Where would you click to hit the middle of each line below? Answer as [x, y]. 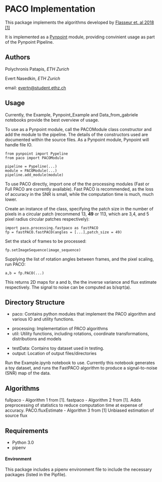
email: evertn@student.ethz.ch [36, 88]
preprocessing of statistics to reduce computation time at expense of [74, 405]
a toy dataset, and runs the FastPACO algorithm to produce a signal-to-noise [81, 368]
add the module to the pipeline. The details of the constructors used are [77, 134]
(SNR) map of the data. [28, 373]
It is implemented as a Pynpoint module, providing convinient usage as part [80, 37]
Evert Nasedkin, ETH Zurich [33, 78]
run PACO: [15, 264]
